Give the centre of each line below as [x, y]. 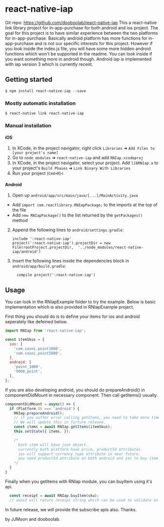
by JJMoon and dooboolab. [33, 519]
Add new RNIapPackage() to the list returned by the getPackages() [77, 215]
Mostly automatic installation [41, 103]
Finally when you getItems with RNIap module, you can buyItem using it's [79, 481]
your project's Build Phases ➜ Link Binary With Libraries [71, 168]
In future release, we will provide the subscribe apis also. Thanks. [71, 509]
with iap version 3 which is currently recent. [49, 64]
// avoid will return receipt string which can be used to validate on [84, 500]
